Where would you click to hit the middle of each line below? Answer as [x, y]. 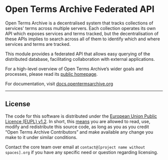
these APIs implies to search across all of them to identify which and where [82, 39]
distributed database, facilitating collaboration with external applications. [80, 59]
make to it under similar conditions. [41, 137]
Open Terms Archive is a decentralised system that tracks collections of [79, 23]
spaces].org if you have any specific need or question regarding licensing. [82, 152]
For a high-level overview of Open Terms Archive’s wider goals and [74, 69]
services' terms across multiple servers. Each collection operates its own [80, 28]
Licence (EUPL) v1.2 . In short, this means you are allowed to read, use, [78, 121]
